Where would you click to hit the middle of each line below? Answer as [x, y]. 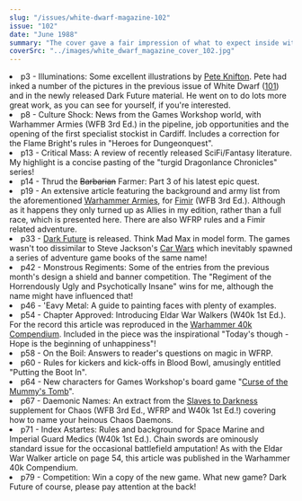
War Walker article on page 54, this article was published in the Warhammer [150, 458]
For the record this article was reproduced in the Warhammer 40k [131, 325]
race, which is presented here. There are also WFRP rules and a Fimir [138, 220]
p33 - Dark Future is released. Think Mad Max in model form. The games [155, 239]
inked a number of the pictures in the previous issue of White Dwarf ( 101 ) [144, 86]
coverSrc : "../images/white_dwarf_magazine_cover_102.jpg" [122, 51]
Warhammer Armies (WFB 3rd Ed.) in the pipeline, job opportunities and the [149, 124]
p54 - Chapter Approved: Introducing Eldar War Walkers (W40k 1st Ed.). [154, 315]
